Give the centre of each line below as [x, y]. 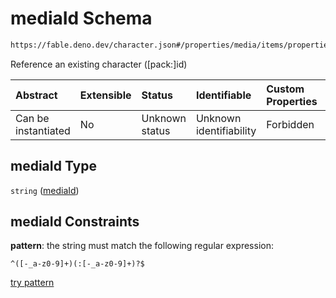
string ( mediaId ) [45, 190]
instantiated [43, 130]
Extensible [105, 95]
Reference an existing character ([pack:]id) [99, 64]
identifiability [226, 130]
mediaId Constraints [75, 222]
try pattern [32, 283]
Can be [32, 118]
